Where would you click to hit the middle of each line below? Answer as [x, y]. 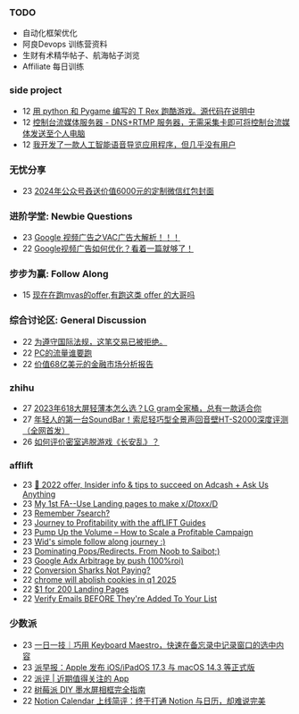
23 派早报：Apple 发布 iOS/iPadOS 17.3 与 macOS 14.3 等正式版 [138, 667]
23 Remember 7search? [66, 513]
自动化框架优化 [50, 33]
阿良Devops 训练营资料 [65, 44]
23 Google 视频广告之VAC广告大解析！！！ [101, 238]
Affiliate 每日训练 [53, 67]
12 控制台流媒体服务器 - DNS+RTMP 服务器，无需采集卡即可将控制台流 [152, 122]
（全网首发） [46, 431]
